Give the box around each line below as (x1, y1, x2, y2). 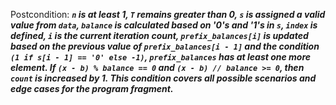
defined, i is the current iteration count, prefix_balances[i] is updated (10, 30, 309, 41)
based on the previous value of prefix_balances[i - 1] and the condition (10, 40, 320, 52)
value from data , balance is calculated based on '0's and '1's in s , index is (10, 19, 318, 31)
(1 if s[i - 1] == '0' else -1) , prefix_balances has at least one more (10, 51, 312, 63)
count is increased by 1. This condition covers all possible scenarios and (10, 72, 317, 84)
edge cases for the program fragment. (10, 83, 174, 94)
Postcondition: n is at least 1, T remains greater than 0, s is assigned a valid (10, 9, 326, 20)
